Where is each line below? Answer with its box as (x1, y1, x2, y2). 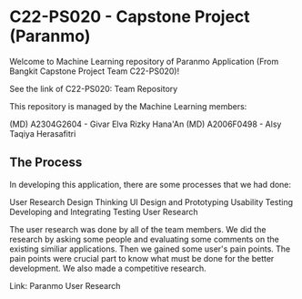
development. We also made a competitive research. (9, 263, 206, 273)
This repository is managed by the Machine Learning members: (9, 100, 247, 111)
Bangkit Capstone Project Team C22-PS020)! (9, 66, 180, 77)
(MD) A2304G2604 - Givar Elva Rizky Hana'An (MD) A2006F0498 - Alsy (9, 119, 282, 129)
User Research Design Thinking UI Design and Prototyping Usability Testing (9, 196, 294, 207)
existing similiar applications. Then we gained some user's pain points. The (9, 243, 291, 254)
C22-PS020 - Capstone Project (9, 6, 250, 27)
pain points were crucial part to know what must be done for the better (9, 253, 275, 263)
